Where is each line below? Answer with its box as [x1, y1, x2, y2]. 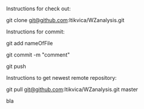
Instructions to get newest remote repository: [6, 74, 117, 81]
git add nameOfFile [6, 40, 54, 46]
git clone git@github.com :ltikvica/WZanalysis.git [6, 17, 125, 23]
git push [6, 63, 27, 70]
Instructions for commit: [6, 28, 65, 35]
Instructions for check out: [6, 5, 71, 12]
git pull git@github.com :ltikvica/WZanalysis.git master [6, 86, 139, 93]
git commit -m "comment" [6, 51, 70, 58]
